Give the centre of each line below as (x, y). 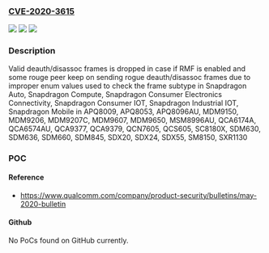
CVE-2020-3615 (42, 11)
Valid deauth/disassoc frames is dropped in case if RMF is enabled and (127, 68)
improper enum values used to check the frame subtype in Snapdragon (128, 86)
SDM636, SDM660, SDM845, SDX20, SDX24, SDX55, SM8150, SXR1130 (128, 137)
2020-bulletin (43, 204)
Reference (26, 177)
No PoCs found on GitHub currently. (68, 240)
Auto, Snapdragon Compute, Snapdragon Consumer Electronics (115, 94)
